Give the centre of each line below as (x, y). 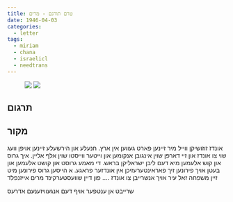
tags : (15, 40)
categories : (24, 26)
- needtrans (31, 65)
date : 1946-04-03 (32, 20)
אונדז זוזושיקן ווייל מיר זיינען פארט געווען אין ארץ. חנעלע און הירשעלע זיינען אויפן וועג (115, 148)
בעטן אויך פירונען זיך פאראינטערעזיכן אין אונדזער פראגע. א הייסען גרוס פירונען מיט (114, 170)
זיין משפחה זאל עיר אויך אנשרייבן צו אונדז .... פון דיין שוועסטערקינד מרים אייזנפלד (112, 177)
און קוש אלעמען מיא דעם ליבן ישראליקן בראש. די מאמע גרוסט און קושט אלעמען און (114, 162)
